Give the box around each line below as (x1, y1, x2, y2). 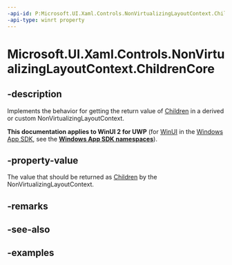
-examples (7, 247, 55, 259)
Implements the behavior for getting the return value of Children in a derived (7, 106, 224, 115)
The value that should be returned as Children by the (7, 173, 157, 181)
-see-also (7, 224, 50, 235)
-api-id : (7, 10, 32, 17)
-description (7, 88, 62, 100)
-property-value (7, 155, 79, 166)
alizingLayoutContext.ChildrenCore (7, 61, 215, 77)
